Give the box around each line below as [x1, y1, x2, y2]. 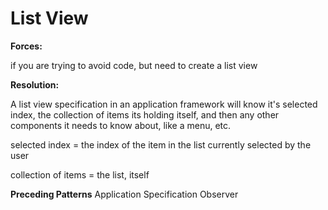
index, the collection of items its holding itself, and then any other [10, 108, 280, 121]
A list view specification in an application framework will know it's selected [10, 98, 318, 110]
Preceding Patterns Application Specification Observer [10, 188, 239, 200]
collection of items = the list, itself [10, 168, 150, 181]
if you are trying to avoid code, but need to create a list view [10, 59, 258, 71]
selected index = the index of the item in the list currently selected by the [10, 138, 312, 151]
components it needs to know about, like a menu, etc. [10, 119, 232, 131]
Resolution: [10, 78, 60, 91]
